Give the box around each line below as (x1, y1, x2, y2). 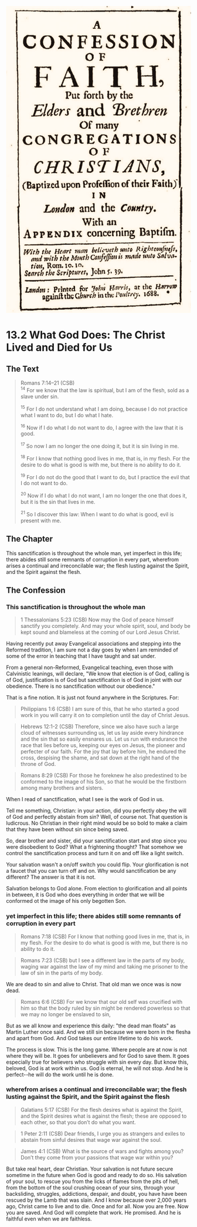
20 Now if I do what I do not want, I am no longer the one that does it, (20, 491, 188, 499)
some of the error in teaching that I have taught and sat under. (6, 653, 157, 660)
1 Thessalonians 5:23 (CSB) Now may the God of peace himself (20, 616, 174, 623)
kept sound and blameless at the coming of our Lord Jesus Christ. (20, 628, 181, 636)
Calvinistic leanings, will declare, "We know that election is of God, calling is (6, 670, 189, 677)
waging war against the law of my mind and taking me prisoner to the (20, 963, 188, 970)
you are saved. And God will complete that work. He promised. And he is (6, 1209, 182, 1216)
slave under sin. (20, 393, 59, 400)
